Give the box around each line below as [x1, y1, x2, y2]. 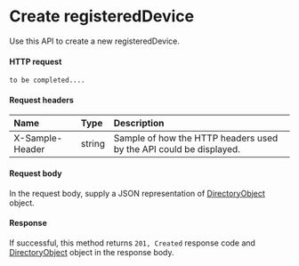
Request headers [9, 94, 74, 105]
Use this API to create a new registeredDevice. [9, 36, 181, 46]
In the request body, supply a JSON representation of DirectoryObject [9, 188, 265, 198]
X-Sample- [13, 132, 63, 144]
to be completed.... [9, 76, 86, 85]
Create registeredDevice [9, 6, 194, 27]
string [80, 138, 105, 150]
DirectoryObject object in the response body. [9, 246, 175, 257]
